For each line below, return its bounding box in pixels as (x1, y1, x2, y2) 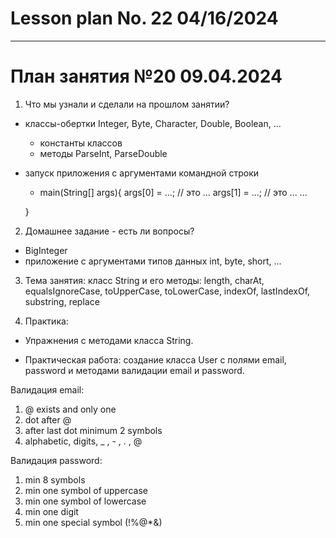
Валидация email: (10, 383, 85, 396)
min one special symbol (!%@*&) (24, 516, 163, 528)
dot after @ (24, 413, 72, 426)
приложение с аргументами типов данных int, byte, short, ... (24, 255, 282, 267)
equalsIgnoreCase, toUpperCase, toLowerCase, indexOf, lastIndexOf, (24, 285, 311, 297)
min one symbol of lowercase (24, 495, 147, 507)
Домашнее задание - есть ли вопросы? (24, 225, 195, 237)
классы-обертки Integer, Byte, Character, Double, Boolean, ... (24, 117, 282, 129)
